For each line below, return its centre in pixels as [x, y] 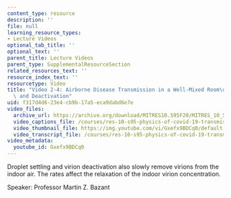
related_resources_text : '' [47, 71]
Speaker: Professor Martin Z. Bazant [58, 187]
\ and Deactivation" [43, 97]
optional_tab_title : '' [41, 45]
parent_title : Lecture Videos [51, 58]
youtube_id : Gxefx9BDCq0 [49, 147]
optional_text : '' [33, 52]
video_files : [26, 109]
